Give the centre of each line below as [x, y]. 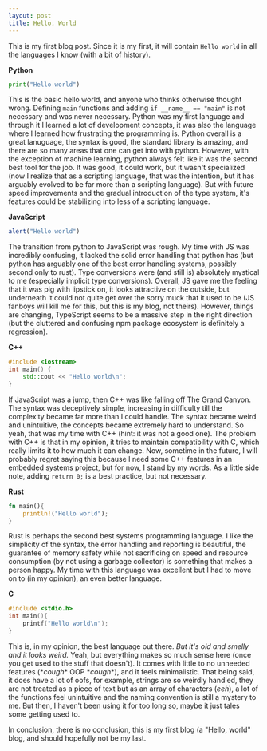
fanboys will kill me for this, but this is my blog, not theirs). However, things [131, 306]
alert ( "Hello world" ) [44, 232]
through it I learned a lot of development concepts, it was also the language [132, 125]
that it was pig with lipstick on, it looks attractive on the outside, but [119, 289]
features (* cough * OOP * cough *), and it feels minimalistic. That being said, [132, 671]
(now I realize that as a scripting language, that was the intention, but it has [132, 176]
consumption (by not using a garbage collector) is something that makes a [130, 562]
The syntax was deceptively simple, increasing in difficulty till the [115, 407]
